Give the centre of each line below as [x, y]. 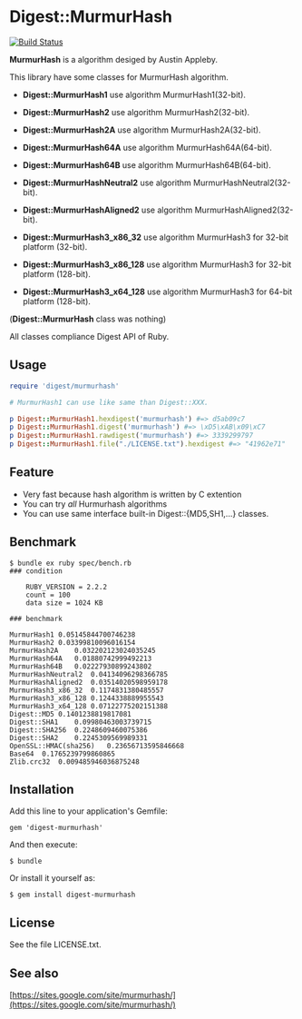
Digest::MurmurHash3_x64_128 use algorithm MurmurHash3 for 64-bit [157, 292]
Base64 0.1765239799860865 [63, 754]
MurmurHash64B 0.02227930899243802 [81, 666]
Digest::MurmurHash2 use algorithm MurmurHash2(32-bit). [136, 112]
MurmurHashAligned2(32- [244, 210]
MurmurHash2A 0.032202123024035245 [83, 650]
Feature [32, 473]
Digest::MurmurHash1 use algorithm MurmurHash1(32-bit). [134, 94]
